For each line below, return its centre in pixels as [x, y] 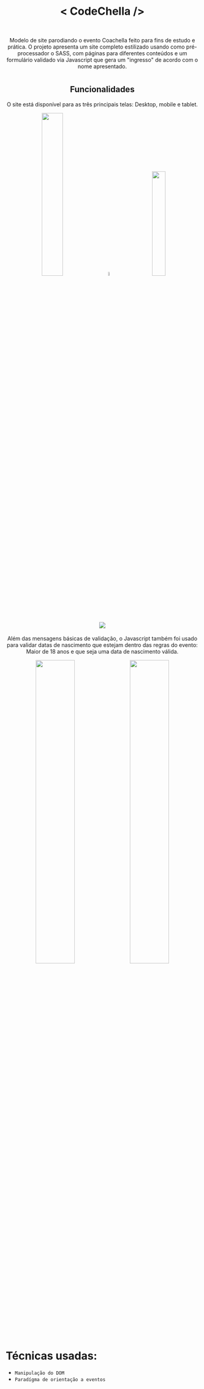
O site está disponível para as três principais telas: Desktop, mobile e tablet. [102, 104]
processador [33, 53]
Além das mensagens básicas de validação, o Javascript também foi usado [102, 639]
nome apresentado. [102, 66]
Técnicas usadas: [51, 1356]
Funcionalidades [102, 89]
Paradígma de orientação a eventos [60, 1380]
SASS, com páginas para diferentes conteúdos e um [121, 53]
